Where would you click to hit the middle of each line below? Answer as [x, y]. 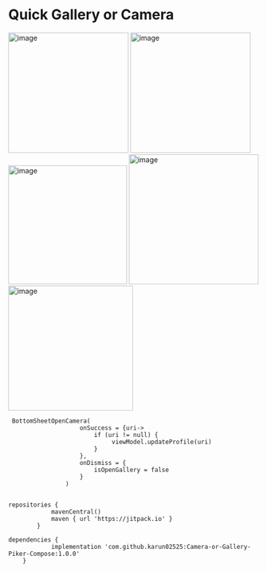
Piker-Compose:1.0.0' [44, 554]
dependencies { [33, 540]
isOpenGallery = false [132, 470]
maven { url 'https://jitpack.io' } [112, 518]
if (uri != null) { [126, 435]
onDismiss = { [103, 463]
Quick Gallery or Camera [91, 15]
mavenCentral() [76, 512]
